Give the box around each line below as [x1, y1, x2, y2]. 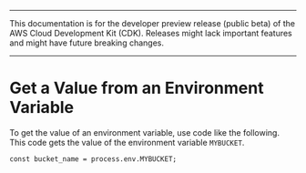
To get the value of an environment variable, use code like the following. [9, 127, 280, 137]
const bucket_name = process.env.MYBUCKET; [9, 154, 178, 164]
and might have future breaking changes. [9, 37, 164, 48]
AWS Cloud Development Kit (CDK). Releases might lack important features [9, 28, 293, 38]
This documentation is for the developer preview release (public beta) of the [9, 18, 296, 28]
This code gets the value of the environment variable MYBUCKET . [9, 137, 245, 148]
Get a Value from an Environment [9, 78, 264, 98]
